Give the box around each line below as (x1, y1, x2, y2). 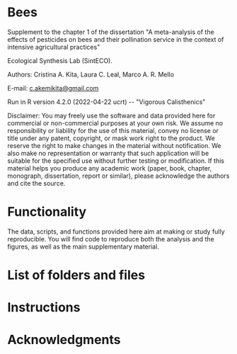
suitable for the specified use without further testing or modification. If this (7, 156, 225, 165)
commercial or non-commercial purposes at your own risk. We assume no (7, 118, 224, 127)
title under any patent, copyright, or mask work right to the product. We (7, 134, 216, 142)
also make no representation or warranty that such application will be (7, 149, 209, 157)
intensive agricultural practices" (7, 42, 100, 51)
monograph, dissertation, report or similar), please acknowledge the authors (7, 171, 230, 180)
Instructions (7, 299, 81, 316)
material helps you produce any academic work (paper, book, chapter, (7, 164, 212, 172)
